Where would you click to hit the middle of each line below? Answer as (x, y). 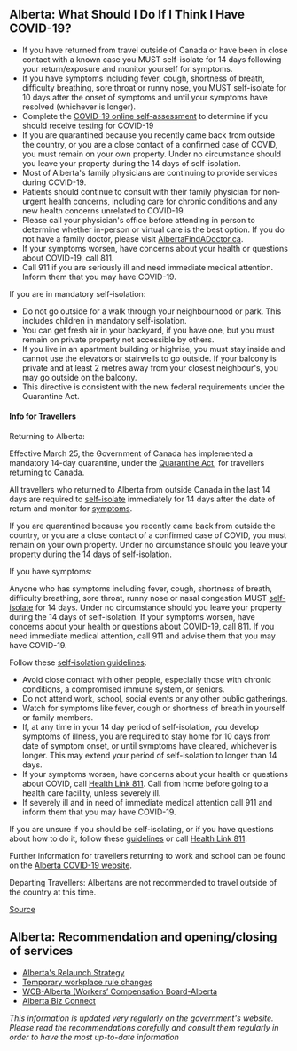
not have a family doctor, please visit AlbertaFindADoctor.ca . (133, 238)
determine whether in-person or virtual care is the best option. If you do (153, 229)
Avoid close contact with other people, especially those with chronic (147, 680)
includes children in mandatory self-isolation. (105, 320)
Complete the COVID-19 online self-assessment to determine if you (145, 116)
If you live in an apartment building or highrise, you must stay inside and (153, 349)
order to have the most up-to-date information (94, 1037)
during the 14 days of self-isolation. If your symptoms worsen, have (132, 617)
